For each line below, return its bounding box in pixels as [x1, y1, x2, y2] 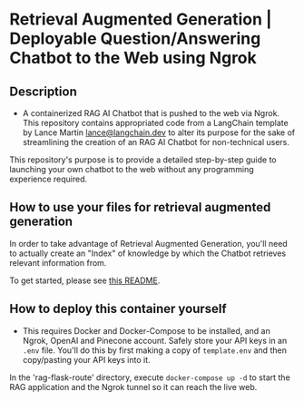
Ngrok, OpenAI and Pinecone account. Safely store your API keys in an [22, 335, 288, 346]
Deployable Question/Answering [9, 28, 261, 49]
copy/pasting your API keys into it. [22, 354, 152, 365]
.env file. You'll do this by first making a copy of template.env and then [22, 345, 288, 356]
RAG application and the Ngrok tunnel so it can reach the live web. [9, 381, 258, 392]
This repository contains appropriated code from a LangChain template [22, 118, 289, 128]
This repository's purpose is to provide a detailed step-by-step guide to [9, 154, 277, 165]
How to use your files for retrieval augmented [9, 200, 271, 215]
